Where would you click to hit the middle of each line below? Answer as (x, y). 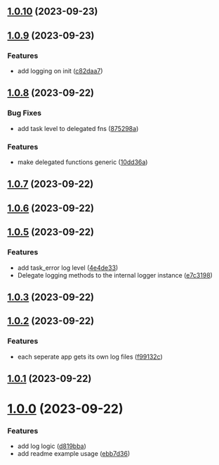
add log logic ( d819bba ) (52, 446)
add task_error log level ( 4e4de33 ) (68, 268)
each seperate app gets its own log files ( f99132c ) (90, 356)
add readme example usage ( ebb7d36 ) (74, 454)
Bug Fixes (25, 113)
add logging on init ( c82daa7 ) (60, 71)
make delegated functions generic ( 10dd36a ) (82, 162)
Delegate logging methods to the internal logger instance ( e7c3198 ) (115, 275)
